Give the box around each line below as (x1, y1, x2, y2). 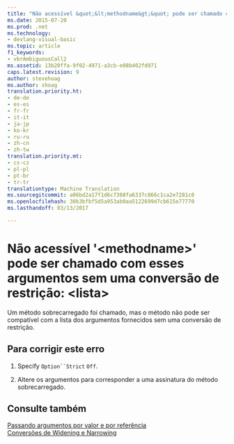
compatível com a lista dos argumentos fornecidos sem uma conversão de (7, 315, 221, 324)
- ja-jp (7, 120, 30, 128)
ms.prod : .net (7, 23, 49, 30)
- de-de (7, 95, 30, 102)
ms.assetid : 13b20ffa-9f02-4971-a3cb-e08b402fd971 (7, 62, 157, 69)
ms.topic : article (7, 43, 61, 49)
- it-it (7, 114, 30, 121)
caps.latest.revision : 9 (7, 68, 79, 75)
